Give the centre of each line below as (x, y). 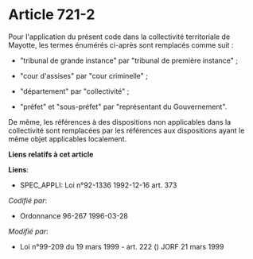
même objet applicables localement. (68, 139)
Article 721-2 (52, 15)
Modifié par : (29, 231)
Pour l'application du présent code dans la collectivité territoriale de (119, 37)
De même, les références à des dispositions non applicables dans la (120, 122)
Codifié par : (28, 200)
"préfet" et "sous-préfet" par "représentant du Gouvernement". (123, 106)
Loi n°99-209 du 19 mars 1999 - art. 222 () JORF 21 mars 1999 (122, 246)
